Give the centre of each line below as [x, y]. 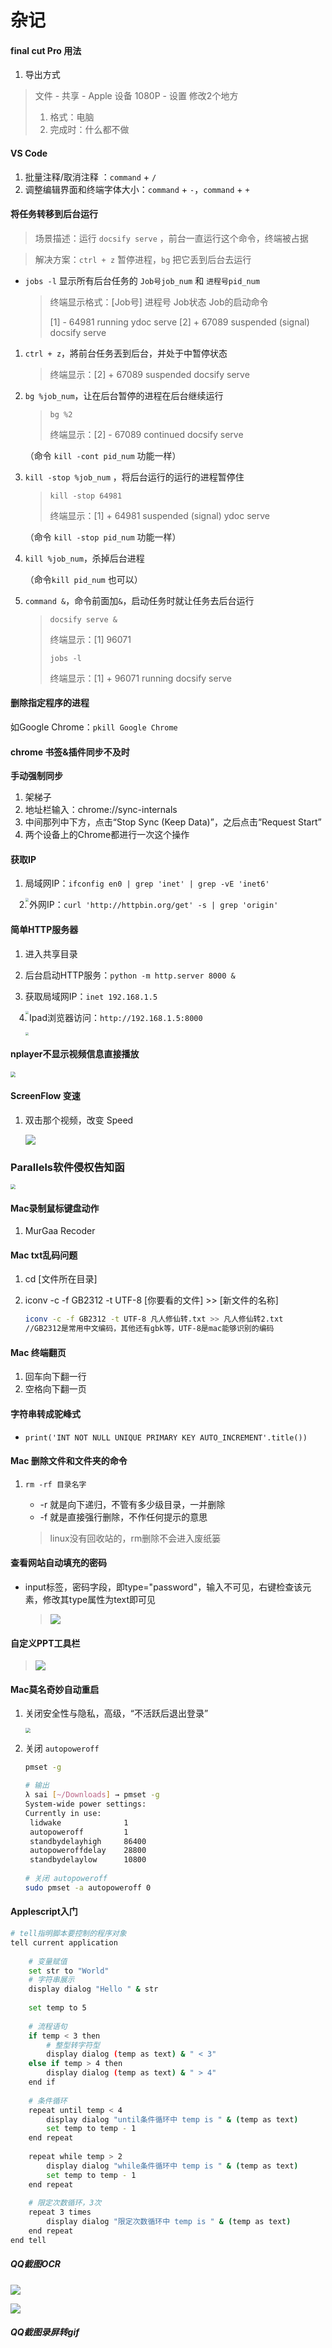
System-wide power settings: [85, 1804]
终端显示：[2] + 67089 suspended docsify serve [149, 374]
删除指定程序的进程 [50, 703]
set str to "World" [69, 1971]
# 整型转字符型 [73, 2045]
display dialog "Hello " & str [93, 1989]
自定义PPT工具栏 [45, 1643]
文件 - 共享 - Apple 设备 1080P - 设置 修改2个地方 [136, 96]
